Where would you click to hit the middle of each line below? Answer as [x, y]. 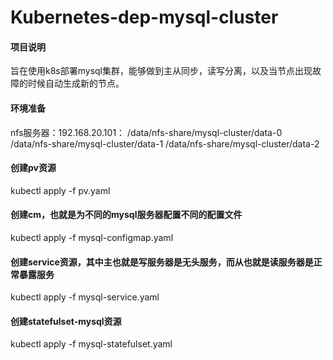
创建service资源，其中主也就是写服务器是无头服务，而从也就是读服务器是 [162, 262]
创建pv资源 [33, 168]
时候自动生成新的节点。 [76, 83]
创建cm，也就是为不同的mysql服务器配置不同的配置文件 [126, 215]
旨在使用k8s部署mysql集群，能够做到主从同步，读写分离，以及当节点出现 [161, 71]
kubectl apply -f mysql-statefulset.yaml [91, 344]
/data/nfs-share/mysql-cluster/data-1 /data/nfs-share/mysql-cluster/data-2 [165, 143]
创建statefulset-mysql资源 [66, 321]
